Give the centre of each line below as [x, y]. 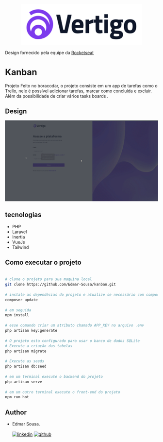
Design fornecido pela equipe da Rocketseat [49, 53]
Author [16, 412]
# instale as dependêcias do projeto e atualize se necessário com [75, 295]
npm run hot [17, 397]
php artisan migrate [26, 351]
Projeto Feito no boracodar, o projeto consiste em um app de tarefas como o [81, 85]
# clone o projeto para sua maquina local [49, 279]
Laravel [19, 232]
